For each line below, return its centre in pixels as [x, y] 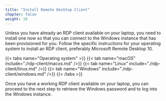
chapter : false [21, 14]
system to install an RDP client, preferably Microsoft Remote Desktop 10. [79, 49]
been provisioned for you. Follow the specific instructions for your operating [83, 44]
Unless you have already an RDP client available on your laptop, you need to [83, 33]
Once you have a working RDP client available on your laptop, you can [77, 84]
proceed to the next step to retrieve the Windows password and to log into [81, 89]
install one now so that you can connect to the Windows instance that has [81, 38]
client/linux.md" [21, 69]
